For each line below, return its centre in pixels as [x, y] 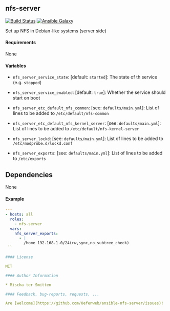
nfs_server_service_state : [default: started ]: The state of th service [85, 77]
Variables [16, 66]
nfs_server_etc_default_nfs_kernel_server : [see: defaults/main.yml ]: [87, 123]
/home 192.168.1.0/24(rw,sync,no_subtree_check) [77, 243]
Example [15, 199]
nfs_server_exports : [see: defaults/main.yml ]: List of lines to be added [88, 153]
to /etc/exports [29, 159]
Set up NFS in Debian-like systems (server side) [56, 31]
